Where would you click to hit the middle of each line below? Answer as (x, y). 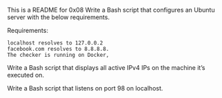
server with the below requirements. (59, 17)
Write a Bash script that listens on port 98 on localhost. (85, 88)
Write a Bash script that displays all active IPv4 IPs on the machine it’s (106, 68)
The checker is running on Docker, (58, 55)
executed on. (26, 75)
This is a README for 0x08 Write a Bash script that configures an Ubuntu (111, 10)
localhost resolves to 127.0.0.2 (55, 43)
